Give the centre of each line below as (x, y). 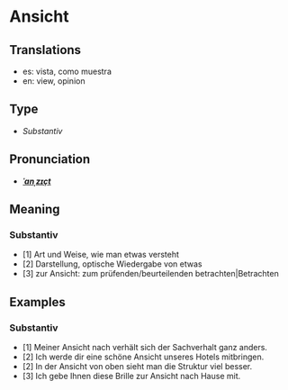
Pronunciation (50, 159)
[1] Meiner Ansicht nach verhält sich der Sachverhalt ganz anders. (145, 347)
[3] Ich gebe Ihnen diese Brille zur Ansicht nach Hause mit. (131, 376)
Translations (45, 50)
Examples (37, 302)
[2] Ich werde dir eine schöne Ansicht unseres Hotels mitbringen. (143, 357)
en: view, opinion (54, 81)
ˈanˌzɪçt (36, 181)
